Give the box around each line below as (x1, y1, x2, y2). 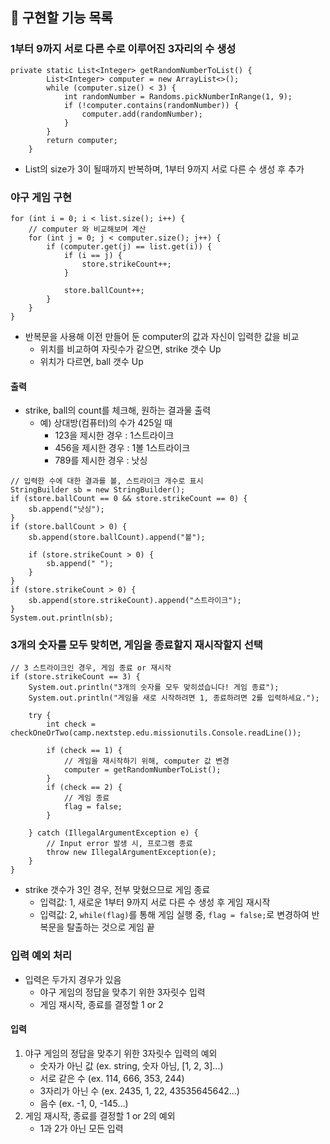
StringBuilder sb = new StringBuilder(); (10, 485, 186, 495)
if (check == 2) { (46, 783, 123, 793)
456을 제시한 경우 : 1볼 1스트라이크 (54, 442, 191, 454)
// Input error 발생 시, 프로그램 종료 (46, 839, 193, 849)
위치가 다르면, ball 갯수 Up (39, 355, 144, 367)
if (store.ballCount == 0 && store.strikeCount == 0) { (10, 494, 248, 504)
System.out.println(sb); (10, 613, 114, 623)
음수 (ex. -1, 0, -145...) (39, 1097, 129, 1109)
